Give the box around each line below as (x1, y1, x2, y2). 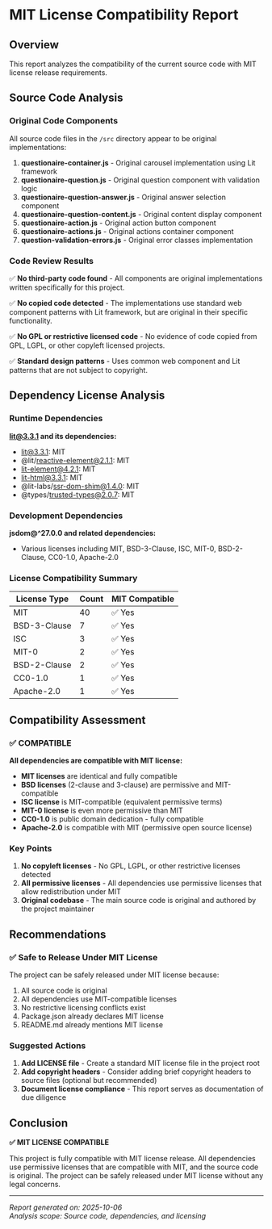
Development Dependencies (9, 510, 123, 521)
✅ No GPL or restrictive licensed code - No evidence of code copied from (9, 331, 257, 341)
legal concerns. (9, 1180, 61, 1189)
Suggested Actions (9, 1039, 86, 1051)
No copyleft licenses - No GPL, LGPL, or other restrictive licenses (20, 861, 241, 871)
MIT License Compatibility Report (9, 6, 239, 24)
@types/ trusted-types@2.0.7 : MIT (20, 490, 136, 500)
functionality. (9, 316, 53, 325)
